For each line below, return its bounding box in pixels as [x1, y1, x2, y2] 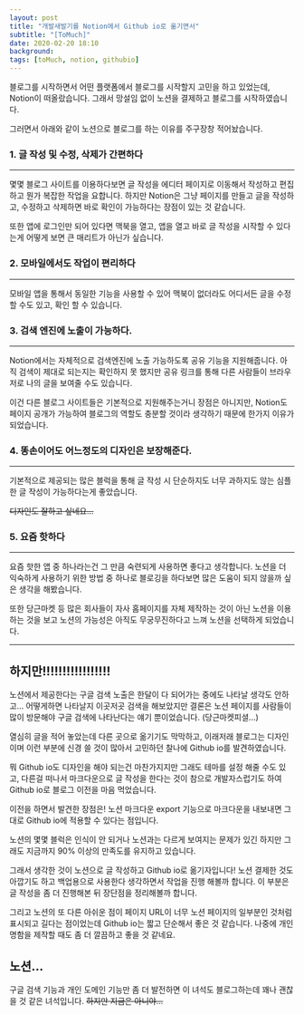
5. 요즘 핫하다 [9, 531, 65, 544]
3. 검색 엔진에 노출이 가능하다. [9, 324, 133, 336]
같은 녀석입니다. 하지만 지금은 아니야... [28, 996, 164, 1007]
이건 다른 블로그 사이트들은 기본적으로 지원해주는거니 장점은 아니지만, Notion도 [9, 396, 288, 408]
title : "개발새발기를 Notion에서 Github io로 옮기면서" [9, 22, 200, 31]
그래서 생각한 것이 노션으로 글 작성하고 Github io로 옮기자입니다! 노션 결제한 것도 [9, 865, 294, 875]
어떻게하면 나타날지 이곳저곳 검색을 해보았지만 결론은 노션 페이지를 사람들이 [25, 701, 292, 711]
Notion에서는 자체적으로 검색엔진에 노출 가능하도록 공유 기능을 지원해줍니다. [9, 354, 279, 365]
